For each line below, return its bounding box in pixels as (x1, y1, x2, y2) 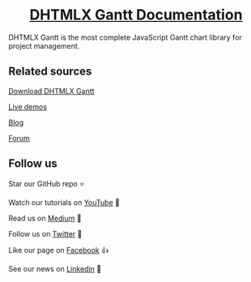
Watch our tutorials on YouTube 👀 (8, 197, 120, 207)
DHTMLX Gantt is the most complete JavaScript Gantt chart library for (8, 32, 243, 42)
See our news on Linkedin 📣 (8, 263, 102, 273)
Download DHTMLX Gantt (8, 86, 95, 96)
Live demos (8, 101, 47, 111)
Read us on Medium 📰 (8, 213, 83, 223)
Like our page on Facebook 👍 (8, 245, 109, 254)
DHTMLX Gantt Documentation (29, 6, 243, 24)
